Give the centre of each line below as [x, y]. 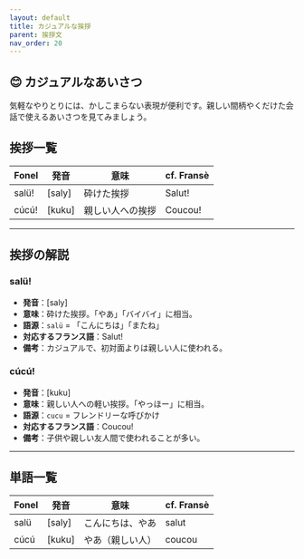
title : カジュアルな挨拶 [51, 26]
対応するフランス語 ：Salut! [73, 336]
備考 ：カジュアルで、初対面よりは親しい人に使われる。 [125, 347]
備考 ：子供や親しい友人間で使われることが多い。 [114, 438]
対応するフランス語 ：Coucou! [78, 426]
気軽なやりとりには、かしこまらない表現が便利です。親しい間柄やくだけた [148, 106]
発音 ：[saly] [45, 302]
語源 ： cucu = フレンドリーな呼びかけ [91, 415]
